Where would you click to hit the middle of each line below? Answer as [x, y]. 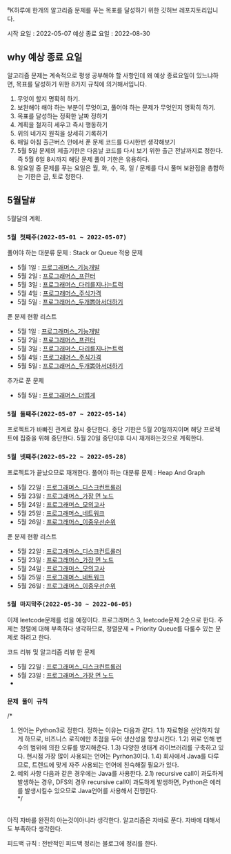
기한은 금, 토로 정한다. [54, 176]
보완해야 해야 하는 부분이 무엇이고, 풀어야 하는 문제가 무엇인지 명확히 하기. [116, 107]
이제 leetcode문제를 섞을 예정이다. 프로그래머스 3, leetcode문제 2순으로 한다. [112, 620]
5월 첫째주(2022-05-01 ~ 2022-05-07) [67, 237]
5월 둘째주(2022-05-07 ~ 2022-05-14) [67, 414]
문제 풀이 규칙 [28, 701]
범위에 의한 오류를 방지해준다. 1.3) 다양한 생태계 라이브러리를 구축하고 [123, 748]
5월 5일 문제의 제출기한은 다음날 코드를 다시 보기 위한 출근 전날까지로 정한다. [120, 150]
